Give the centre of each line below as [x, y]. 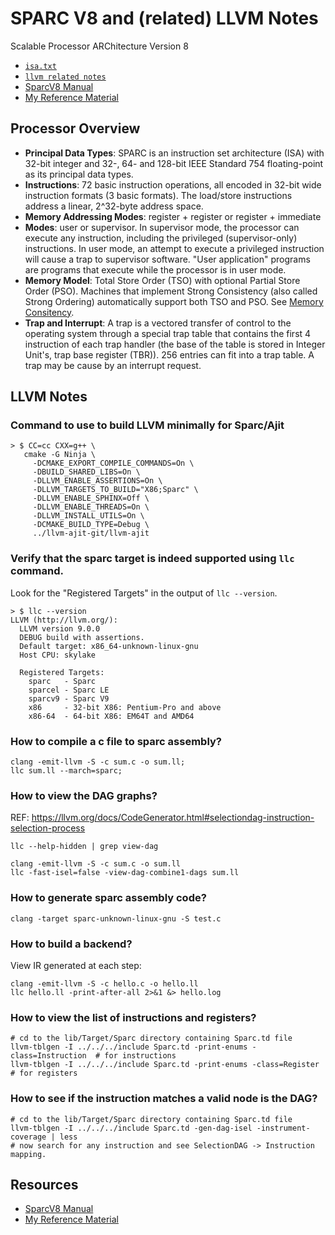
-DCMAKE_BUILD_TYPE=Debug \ [91, 525]
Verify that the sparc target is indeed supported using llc [152, 559]
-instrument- [283, 1128]
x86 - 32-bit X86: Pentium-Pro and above [125, 707]
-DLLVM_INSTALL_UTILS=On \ [88, 516]
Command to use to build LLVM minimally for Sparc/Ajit [147, 425]
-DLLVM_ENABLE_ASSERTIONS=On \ [97, 481]
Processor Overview [75, 128]
